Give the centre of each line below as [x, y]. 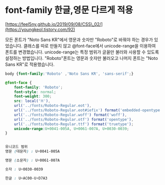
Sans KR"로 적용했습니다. [30, 64]
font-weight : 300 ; [33, 96]
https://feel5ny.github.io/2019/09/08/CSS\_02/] [55, 24]
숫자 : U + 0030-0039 [24, 169]
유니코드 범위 [17, 147]
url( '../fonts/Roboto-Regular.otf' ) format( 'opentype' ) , [74, 119]
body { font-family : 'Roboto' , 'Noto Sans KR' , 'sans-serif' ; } [69, 74]
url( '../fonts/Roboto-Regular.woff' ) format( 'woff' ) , [70, 115]
